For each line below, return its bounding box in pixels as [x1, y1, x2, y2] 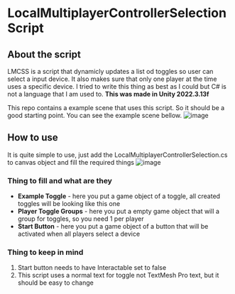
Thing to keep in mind [7, 247, 84, 257]
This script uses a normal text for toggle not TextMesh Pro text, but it [17, 271, 219, 280]
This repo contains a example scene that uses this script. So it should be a [7, 104, 225, 111]
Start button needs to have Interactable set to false [17, 263, 167, 272]
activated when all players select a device [17, 229, 141, 239]
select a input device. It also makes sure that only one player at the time [7, 75, 217, 83]
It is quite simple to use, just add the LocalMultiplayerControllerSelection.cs [7, 151, 228, 159]
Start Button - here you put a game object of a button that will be [17, 222, 209, 231]
